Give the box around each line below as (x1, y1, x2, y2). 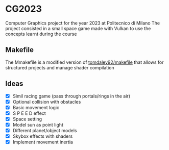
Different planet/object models (12, 127, 77, 133)
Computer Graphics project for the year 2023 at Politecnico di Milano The (5, 20, 160, 26)
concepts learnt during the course (5, 31, 77, 37)
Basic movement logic (12, 104, 60, 110)
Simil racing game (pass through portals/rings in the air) (12, 93, 130, 99)
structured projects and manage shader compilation (5, 64, 114, 70)
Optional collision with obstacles (12, 98, 81, 105)
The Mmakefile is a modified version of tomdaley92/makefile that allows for (5, 59, 164, 65)
